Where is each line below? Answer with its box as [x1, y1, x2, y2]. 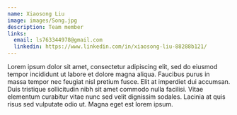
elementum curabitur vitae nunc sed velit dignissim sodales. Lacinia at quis [7, 92, 226, 101]
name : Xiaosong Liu [7, 10, 65, 18]
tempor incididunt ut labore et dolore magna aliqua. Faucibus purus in [7, 70, 210, 78]
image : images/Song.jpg [7, 17, 78, 24]
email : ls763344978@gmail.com [13, 37, 103, 44]
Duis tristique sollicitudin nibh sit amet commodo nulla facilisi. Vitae [7, 85, 204, 93]
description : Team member [7, 23, 83, 30]
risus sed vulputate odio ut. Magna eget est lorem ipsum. [7, 100, 173, 108]
